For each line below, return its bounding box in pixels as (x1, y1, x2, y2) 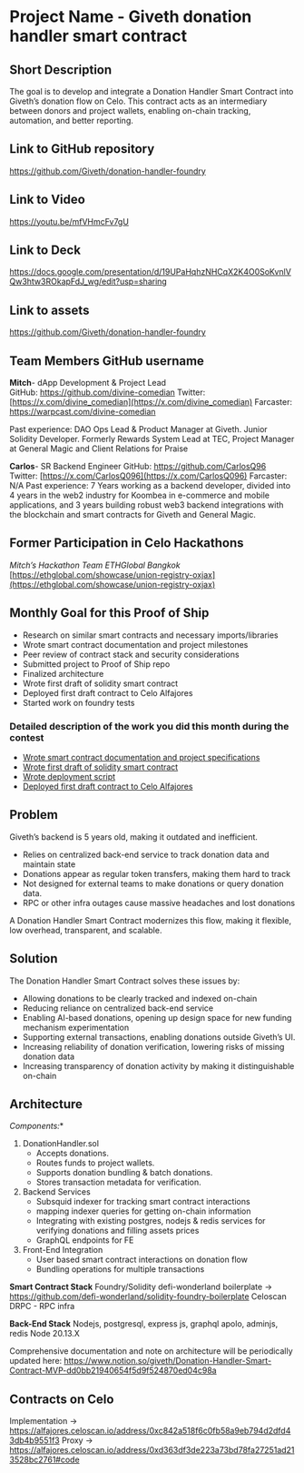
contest (9, 731, 44, 743)
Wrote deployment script (22, 771, 116, 782)
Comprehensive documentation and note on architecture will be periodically (9, 1346, 293, 1357)
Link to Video (9, 192, 86, 207)
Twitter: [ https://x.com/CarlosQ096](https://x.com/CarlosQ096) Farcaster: (9, 470, 288, 481)
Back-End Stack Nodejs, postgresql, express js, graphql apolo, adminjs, (9, 1318, 279, 1329)
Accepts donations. (35, 1148, 109, 1159)
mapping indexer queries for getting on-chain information (35, 1206, 251, 1216)
